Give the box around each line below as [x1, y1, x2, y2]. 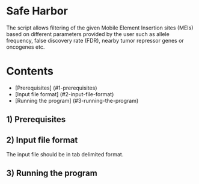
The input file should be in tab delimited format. [6, 151, 124, 158]
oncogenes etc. [6, 43, 45, 51]
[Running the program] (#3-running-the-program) [14, 97, 139, 104]
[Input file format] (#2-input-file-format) [14, 90, 114, 97]
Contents [6, 64, 54, 78]
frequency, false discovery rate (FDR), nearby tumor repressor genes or [6, 37, 185, 44]
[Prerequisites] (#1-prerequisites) [14, 84, 97, 91]
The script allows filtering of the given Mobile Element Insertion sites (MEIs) [6, 24, 194, 31]
